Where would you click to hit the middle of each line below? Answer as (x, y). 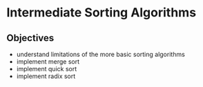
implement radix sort (46, 76)
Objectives (30, 38)
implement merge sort (48, 62)
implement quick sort (47, 69)
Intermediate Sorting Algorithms (101, 13)
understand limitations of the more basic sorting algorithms (101, 54)
